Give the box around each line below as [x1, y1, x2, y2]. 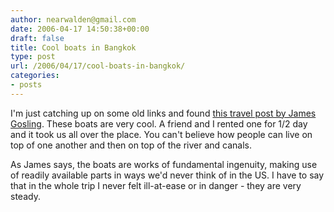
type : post [10, 52, 56, 62]
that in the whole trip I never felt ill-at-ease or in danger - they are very [10, 179, 302, 191]
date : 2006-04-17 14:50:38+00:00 [10, 24, 150, 34]
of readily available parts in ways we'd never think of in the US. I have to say [10, 169, 325, 181]
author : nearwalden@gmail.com [10, 14, 137, 25]
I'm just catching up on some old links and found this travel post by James [10, 107, 317, 119]
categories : [10, 71, 60, 81]
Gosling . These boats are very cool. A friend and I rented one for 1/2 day [10, 117, 308, 130]
